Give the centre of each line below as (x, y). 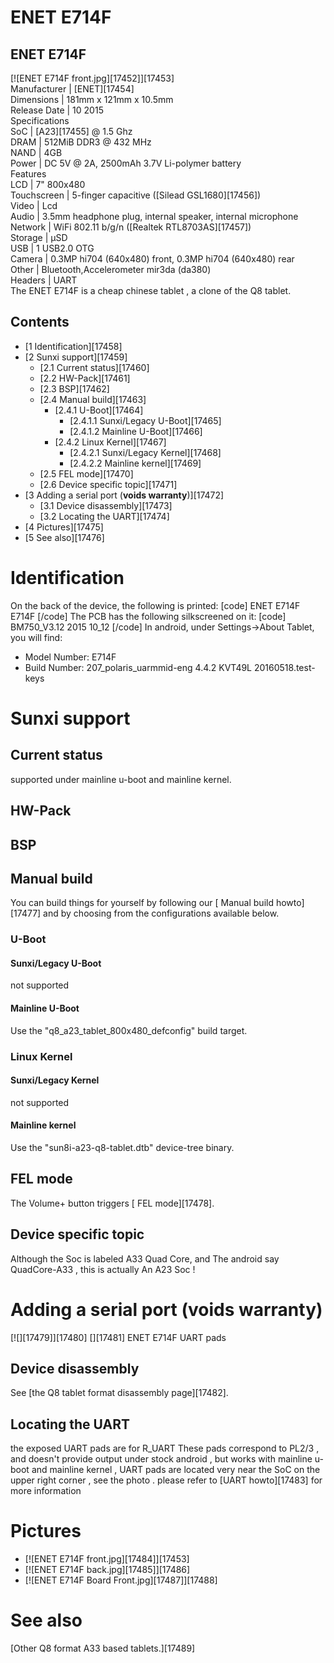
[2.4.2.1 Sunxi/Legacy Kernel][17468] (145, 452)
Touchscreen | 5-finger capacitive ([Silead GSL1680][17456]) (136, 195)
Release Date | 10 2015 (57, 110)
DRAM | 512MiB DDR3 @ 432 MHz (81, 142)
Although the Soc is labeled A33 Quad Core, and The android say (145, 1258)
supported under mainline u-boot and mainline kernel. (121, 779)
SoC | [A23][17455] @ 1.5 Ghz (71, 131)
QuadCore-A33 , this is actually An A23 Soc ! (103, 1269)
